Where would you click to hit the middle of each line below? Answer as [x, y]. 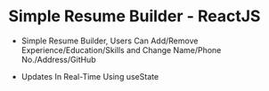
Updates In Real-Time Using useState [90, 76]
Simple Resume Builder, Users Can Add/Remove [110, 41]
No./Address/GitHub [58, 59]
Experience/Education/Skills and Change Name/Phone [121, 49]
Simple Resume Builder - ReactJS [134, 16]
